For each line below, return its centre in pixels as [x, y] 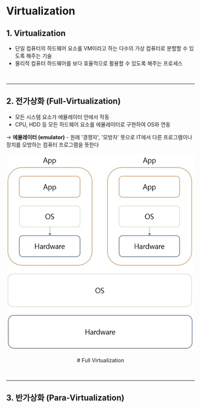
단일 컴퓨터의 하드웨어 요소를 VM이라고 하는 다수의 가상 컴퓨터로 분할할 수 [101, 48]
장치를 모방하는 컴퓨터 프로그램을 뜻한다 [53, 145]
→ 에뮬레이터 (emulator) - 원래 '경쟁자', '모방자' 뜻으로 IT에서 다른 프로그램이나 [99, 137]
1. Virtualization [36, 33]
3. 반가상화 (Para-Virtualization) [65, 398]
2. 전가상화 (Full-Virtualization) [63, 101]
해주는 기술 [39, 56]
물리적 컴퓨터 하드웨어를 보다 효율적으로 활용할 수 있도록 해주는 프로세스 [99, 63]
